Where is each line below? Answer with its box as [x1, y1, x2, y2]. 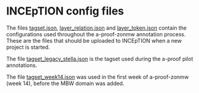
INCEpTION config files [6, 4, 124, 18]
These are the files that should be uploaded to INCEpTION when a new [6, 37, 182, 44]
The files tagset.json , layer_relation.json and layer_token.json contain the [6, 24, 187, 31]
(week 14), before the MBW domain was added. [6, 80, 125, 87]
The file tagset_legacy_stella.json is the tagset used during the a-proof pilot [6, 55, 194, 62]
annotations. [6, 62, 37, 69]
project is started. [6, 43, 50, 51]
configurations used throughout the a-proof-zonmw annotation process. [6, 30, 186, 37]
